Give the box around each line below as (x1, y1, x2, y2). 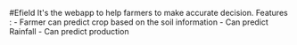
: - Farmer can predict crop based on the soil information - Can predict (9, 17, 269, 27)
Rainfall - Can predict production (9, 26, 129, 36)
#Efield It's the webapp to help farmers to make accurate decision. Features (9, 8, 288, 18)
